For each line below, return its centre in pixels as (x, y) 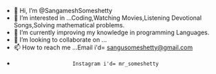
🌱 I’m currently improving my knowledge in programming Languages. (111, 32)
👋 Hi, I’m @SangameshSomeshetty (63, 11)
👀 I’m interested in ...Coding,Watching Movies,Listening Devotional (107, 18)
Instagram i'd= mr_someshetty (116, 64)
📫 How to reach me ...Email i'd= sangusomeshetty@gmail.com (103, 47)
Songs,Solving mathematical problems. (69, 25)
